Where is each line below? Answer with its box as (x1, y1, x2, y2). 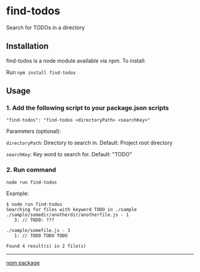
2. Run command (6, 166, 57, 174)
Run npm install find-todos (6, 69, 76, 76)
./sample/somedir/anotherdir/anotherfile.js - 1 (6, 212, 129, 218)
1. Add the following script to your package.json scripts (6, 104, 169, 112)
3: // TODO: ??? (14, 217, 55, 223)
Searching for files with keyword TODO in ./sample (6, 206, 137, 212)
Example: (6, 190, 29, 197)
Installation (6, 41, 49, 51)
